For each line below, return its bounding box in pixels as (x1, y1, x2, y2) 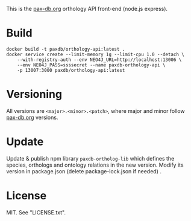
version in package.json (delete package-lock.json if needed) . (6, 167, 161, 175)
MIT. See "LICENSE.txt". (6, 208, 66, 216)
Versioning (6, 88, 62, 101)
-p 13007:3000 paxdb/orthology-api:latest (17, 67, 125, 73)
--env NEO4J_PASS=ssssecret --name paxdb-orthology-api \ (17, 62, 166, 68)
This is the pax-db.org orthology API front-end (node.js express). (6, 5, 168, 12)
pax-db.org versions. (6, 114, 58, 121)
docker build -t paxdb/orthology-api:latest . (6, 46, 125, 52)
